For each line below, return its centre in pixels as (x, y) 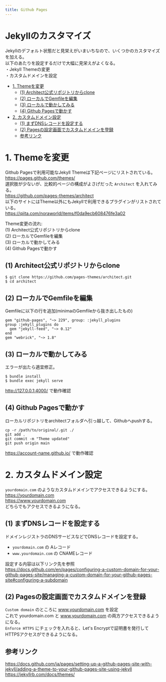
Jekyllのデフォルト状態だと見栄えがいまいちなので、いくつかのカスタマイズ (83, 51)
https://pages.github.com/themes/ (40, 178)
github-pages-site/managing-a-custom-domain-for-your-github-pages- (79, 575)
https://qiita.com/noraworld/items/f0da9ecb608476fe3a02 (65, 213)
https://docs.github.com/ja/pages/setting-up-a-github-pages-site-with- (79, 664)
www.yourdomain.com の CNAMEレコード (53, 553)
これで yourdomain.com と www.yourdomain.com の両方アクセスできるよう (82, 616)
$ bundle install (23, 376)
